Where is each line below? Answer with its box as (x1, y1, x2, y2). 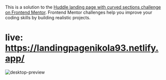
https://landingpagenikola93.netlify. (5, 42, 159, 54)
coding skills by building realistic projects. (5, 15, 91, 20)
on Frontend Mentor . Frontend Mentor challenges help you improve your (5, 9, 153, 15)
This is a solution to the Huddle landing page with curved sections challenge (5, 4, 161, 10)
